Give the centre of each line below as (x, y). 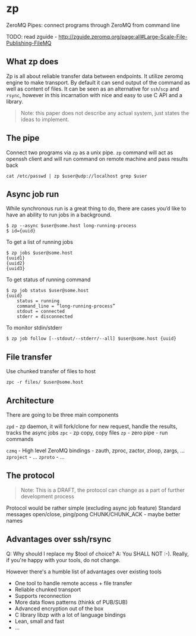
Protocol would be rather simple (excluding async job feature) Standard (94, 508)
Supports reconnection (43, 595)
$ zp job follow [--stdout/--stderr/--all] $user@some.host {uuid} (91, 339)
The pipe (23, 138)
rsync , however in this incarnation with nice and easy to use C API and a (94, 95)
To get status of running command (48, 280)
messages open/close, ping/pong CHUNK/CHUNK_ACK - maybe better (93, 514)
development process (47, 496)
